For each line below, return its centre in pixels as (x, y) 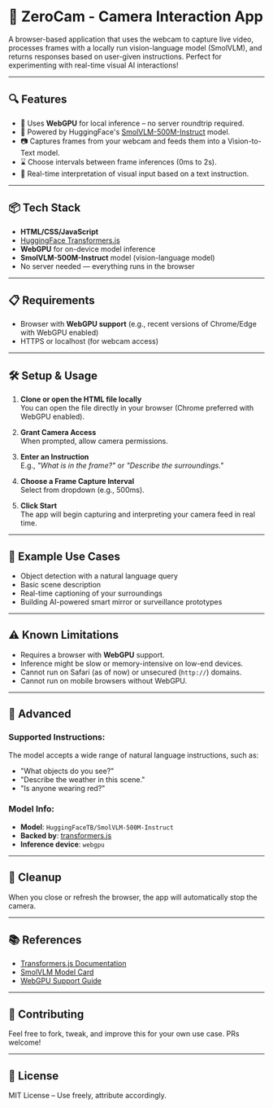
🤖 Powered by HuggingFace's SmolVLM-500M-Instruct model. (125, 132)
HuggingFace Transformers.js (70, 240)
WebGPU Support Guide (61, 981)
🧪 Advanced (40, 714)
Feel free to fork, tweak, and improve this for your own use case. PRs (124, 1034)
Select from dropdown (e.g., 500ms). (82, 490)
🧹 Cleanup (35, 878)
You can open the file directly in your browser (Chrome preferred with (137, 408)
